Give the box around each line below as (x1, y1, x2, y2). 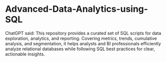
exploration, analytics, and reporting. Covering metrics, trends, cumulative (5, 35, 158, 41)
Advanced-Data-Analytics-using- (5, 3, 148, 15)
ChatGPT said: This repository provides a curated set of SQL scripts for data (5, 30, 162, 36)
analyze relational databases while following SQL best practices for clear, (5, 46, 155, 52)
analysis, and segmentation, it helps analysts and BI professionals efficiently (5, 40, 162, 46)
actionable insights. (5, 51, 45, 57)
